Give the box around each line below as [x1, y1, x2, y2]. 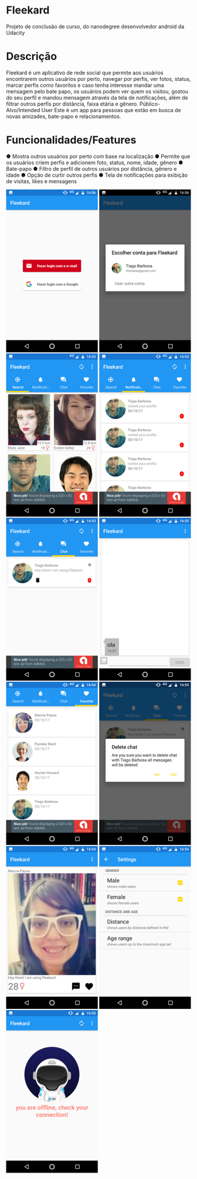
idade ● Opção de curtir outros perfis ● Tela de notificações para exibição [6, 171, 188, 178]
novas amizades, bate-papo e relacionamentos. [6, 113, 121, 120]
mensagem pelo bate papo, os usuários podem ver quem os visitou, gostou [6, 87, 189, 94]
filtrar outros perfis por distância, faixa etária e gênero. [6, 100, 139, 107]
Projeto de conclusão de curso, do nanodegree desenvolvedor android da [6, 23, 185, 30]
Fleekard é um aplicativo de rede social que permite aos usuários [6, 69, 164, 76]
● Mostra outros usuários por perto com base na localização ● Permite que [6, 153, 191, 160]
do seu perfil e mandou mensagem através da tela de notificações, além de [6, 94, 189, 101]
